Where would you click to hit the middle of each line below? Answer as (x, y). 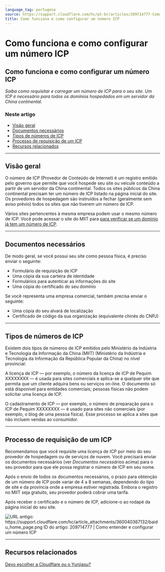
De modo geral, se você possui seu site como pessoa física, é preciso (76, 256)
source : (13, 14)
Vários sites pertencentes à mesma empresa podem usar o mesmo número (81, 214)
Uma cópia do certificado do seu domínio (54, 286)
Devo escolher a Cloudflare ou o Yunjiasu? (48, 564)
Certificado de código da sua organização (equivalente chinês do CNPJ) (85, 316)
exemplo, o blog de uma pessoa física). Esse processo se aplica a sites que (82, 414)
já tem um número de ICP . (31, 224)
